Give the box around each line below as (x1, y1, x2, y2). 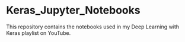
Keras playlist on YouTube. (6, 29, 71, 36)
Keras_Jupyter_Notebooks (6, 4, 141, 17)
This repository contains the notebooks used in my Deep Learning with (6, 23, 180, 30)
